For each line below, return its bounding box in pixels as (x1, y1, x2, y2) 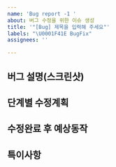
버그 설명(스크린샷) (7, 70, 85, 82)
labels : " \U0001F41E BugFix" (7, 30, 92, 37)
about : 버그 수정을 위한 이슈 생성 (7, 17, 95, 24)
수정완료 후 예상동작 (7, 123, 88, 135)
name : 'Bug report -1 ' (7, 10, 77, 18)
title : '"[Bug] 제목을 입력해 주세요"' (7, 23, 110, 30)
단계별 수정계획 (7, 97, 69, 109)
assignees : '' (7, 37, 49, 44)
